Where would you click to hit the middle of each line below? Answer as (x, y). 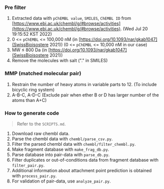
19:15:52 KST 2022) (32, 34)
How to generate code (32, 113)
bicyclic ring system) (33, 90)
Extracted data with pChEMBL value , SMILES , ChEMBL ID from (71, 18)
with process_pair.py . (34, 176)
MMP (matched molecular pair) (43, 74)
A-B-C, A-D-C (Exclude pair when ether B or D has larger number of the (85, 95)
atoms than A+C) (29, 100)
